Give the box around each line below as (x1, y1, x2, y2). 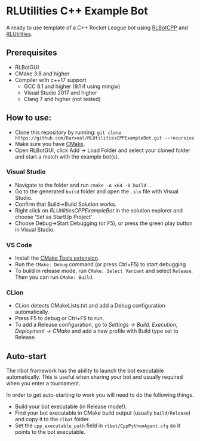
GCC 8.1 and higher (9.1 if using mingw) (23, 83, 121, 90)
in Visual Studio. (14, 226, 55, 233)
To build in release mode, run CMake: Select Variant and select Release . (14, 267, 193, 275)
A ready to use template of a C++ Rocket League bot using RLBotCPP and (6, 24, 188, 31)
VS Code (6, 241, 32, 249)
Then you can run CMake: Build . (14, 273, 94, 281)
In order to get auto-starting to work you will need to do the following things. (6, 391, 194, 399)
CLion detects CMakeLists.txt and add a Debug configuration (14, 302, 165, 309)
